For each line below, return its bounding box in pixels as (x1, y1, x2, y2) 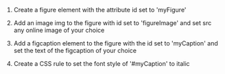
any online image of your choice (13, 26, 105, 34)
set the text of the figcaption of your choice (13, 47, 137, 54)
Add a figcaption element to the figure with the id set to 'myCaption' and (13, 39, 218, 47)
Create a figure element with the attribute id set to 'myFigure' (13, 6, 187, 14)
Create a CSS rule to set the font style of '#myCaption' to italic (13, 60, 190, 67)
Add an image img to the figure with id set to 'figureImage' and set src (13, 19, 212, 26)
